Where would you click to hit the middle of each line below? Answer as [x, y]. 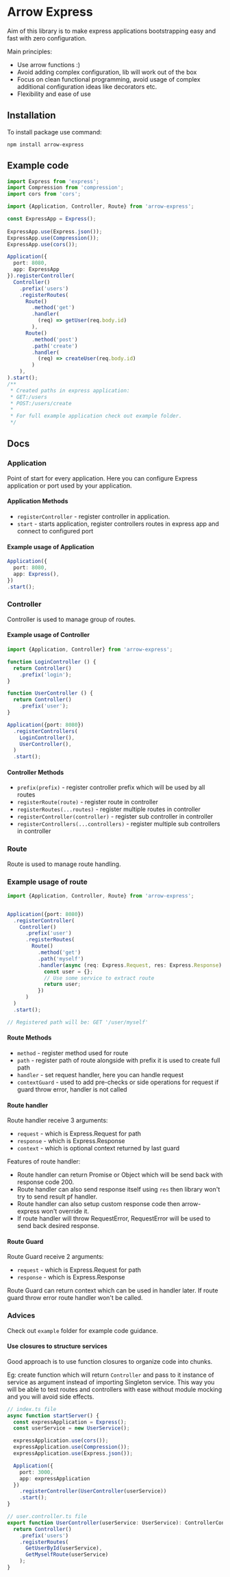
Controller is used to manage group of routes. [71, 619]
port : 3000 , [36, 1472]
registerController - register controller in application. [93, 516]
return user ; [62, 985]
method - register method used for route [73, 1052]
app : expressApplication [55, 1478]
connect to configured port [55, 531]
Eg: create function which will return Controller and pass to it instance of [111, 1375]
